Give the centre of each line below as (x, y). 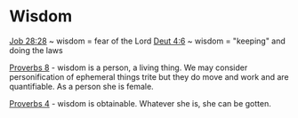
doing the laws (36, 50)
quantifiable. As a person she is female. (81, 86)
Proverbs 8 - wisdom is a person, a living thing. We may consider (129, 67)
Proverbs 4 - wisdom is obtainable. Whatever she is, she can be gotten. (140, 103)
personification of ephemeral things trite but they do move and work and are (149, 76)
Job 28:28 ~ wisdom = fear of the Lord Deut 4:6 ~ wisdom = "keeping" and (148, 41)
